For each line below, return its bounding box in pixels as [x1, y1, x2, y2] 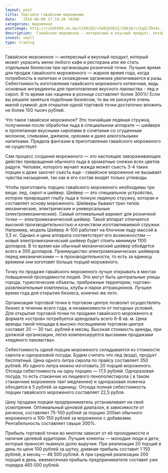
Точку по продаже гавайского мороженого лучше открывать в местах [5, 268, 156, 274]
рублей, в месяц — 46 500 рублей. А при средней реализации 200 [5, 451, 148, 457]
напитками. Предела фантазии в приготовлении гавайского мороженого [5, 138, 161, 144]
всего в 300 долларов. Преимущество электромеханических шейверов [5, 248, 160, 254]
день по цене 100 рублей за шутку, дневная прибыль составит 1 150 [5, 446, 150, 452]
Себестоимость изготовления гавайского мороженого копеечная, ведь [5, 80, 159, 86]
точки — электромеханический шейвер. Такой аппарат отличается [5, 216, 149, 222]
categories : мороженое [5, 21, 52, 27]
